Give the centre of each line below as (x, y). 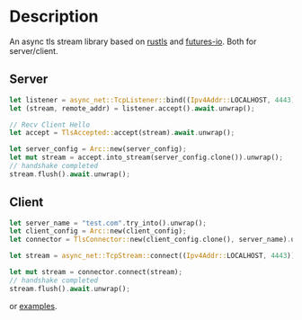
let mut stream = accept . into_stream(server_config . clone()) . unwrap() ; (146, 158)
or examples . (33, 306)
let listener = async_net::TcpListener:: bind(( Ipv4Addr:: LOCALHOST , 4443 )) (154, 100)
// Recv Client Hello (50, 124)
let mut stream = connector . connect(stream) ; (96, 272)
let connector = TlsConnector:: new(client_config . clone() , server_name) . (151, 240)
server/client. (34, 50)
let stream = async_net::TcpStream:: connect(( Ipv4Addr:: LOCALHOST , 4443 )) (152, 256)
